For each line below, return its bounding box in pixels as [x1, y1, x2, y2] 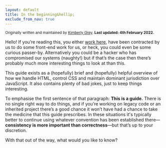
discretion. [5, 127, 27, 133]
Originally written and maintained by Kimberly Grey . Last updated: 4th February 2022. [5, 30, 154, 35]
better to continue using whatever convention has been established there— [5, 117, 160, 123]
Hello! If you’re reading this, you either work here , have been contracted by [5, 39, 160, 45]
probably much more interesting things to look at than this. [5, 60, 126, 66]
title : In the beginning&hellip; [5, 12, 75, 17]
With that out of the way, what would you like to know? [5, 137, 118, 143]
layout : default [5, 7, 39, 12]
